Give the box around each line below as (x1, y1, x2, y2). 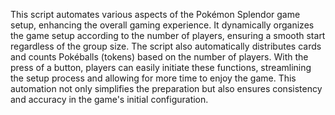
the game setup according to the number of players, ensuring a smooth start (10, 30, 326, 41)
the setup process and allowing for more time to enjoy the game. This (10, 72, 297, 84)
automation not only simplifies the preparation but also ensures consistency (10, 83, 323, 94)
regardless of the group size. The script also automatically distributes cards (10, 40, 322, 52)
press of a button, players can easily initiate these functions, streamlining (10, 62, 312, 73)
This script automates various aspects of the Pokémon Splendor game (10, 9, 301, 20)
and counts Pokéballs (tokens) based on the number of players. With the (10, 51, 309, 63)
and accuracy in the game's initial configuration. (10, 94, 209, 105)
